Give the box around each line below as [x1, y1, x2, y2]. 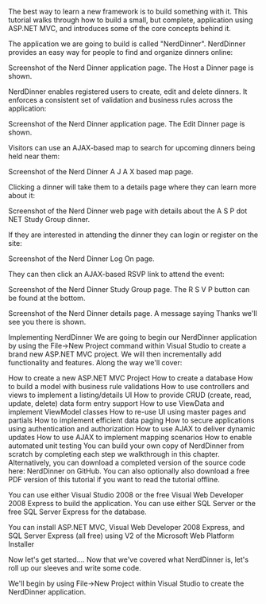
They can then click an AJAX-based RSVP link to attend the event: [8, 270, 225, 279]
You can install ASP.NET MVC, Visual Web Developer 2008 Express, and [8, 523, 245, 532]
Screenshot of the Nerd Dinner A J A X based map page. [8, 167, 194, 176]
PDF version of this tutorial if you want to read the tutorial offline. [8, 475, 220, 484]
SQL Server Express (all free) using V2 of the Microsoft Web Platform [8, 531, 234, 540]
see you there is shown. [8, 318, 87, 326]
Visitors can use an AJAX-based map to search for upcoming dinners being [8, 143, 256, 152]
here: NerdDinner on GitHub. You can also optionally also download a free [8, 466, 250, 476]
